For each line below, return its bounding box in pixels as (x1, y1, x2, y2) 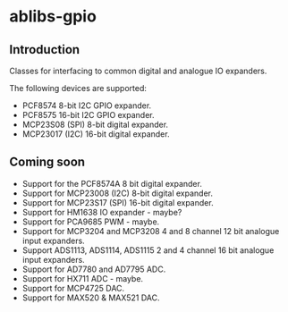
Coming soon (9, 155, 86, 170)
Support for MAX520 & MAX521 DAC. (21, 292, 160, 303)
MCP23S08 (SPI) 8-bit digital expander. (21, 119, 168, 130)
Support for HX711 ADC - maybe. (21, 273, 144, 283)
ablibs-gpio (9, 6, 97, 27)
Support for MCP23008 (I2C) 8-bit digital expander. (21, 188, 213, 198)
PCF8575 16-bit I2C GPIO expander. (21, 110, 155, 120)
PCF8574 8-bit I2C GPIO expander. (21, 100, 152, 111)
